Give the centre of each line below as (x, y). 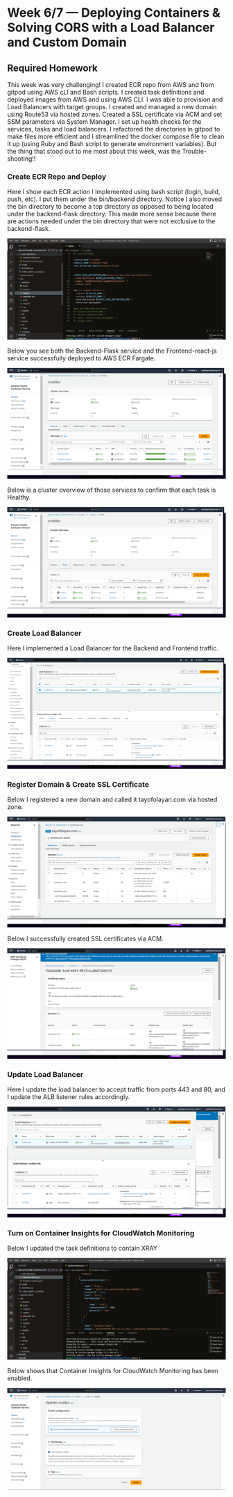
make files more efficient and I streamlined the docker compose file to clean (116, 136)
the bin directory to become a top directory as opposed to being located (110, 207)
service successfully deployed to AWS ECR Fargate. (81, 358)
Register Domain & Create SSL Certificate (78, 784)
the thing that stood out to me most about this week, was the (94, 151)
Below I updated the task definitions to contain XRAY (82, 1248)
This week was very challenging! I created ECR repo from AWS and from (111, 85)
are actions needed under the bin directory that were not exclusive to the (111, 221)
